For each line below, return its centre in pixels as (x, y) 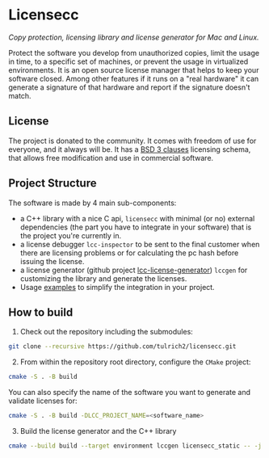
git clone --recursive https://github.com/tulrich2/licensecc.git (122, 347)
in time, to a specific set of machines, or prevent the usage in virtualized (128, 61)
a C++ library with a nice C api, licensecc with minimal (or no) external (137, 218)
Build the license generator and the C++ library (98, 431)
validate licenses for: (43, 401)
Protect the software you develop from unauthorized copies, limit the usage (134, 53)
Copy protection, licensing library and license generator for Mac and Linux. (134, 37)
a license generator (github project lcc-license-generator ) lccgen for (134, 270)
